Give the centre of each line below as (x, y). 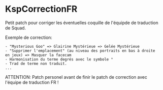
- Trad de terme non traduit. (36, 63)
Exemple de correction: (29, 37)
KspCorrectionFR (41, 9)
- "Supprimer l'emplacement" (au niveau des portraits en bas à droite (80, 51)
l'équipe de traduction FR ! (32, 82)
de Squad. (16, 28)
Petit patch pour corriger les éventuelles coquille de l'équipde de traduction (82, 23)
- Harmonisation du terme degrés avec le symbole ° (59, 59)
